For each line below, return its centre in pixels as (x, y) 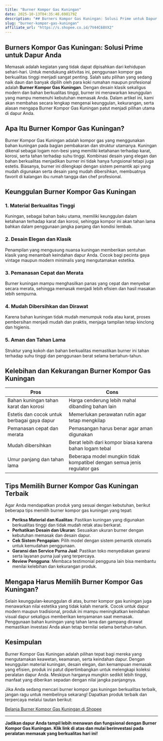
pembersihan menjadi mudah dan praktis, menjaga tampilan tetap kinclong (80, 322)
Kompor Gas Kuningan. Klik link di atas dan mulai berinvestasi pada (74, 728)
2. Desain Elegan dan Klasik (38, 239)
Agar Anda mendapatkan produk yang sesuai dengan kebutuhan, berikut (78, 505)
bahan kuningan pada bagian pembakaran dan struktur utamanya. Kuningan (81, 145)
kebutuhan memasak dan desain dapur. (51, 536)
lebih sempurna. (21, 294)
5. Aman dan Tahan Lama (35, 340)
